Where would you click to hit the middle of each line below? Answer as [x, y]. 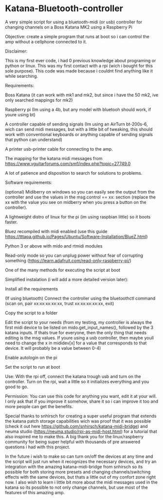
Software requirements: [29, 182]
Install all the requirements [32, 289]
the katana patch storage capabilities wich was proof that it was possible [78, 421]
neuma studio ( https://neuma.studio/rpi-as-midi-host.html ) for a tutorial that [81, 431]
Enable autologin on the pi [31, 357]
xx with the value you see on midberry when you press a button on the [76, 202]
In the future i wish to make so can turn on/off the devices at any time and [79, 456]
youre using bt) [20, 114]
